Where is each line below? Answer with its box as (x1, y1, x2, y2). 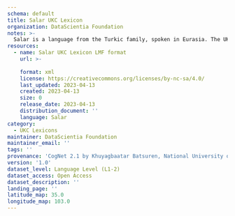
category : (7, 120, 36, 128)
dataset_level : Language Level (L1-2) (7, 165, 120, 173)
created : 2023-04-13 (20, 88, 80, 95)
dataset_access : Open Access (7, 172, 92, 179)
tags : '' (7, 146, 33, 153)
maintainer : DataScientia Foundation (7, 133, 117, 140)
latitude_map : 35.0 (7, 192, 64, 199)
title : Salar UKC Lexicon (7, 17, 83, 24)
